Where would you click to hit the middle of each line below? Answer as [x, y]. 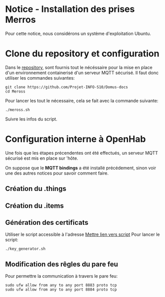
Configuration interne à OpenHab [76, 139]
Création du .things [36, 189]
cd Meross [15, 91]
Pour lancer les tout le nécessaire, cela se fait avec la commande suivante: [82, 100]
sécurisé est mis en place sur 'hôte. [42, 158]
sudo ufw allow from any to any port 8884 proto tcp [61, 290]
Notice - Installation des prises [70, 9]
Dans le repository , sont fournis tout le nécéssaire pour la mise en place [79, 67]
